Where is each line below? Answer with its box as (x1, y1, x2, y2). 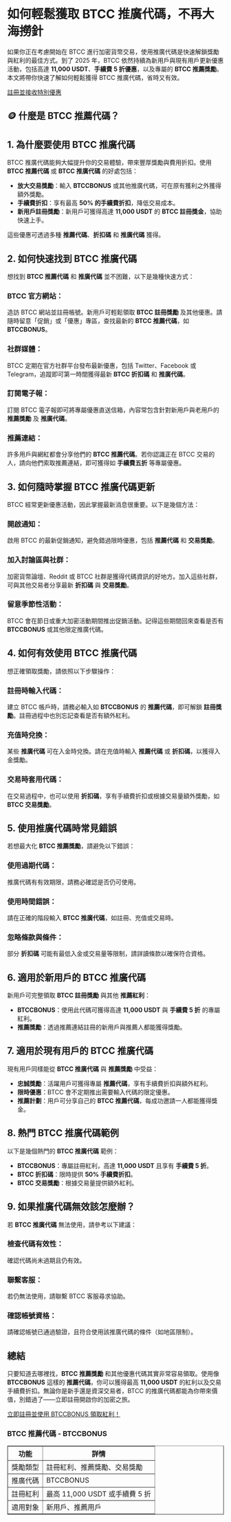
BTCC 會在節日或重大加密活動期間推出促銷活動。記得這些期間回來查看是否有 (7, 616, 224, 625)
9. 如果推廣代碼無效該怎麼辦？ (7, 1201, 135, 1213)
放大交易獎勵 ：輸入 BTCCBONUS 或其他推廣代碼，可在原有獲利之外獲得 (16, 182, 221, 190)
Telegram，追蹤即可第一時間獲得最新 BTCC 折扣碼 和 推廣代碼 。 (7, 370, 189, 378)
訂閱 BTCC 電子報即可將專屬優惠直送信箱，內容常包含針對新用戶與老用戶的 (7, 406, 220, 414)
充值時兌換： (7, 730, 50, 740)
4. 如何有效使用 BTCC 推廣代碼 (7, 647, 137, 659)
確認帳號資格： (7, 1311, 57, 1321)
